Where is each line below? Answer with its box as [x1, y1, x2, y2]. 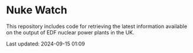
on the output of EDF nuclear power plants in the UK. [6, 29, 135, 36]
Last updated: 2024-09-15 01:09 [6, 40, 86, 47]
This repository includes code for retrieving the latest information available [6, 23, 188, 30]
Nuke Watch [6, 3, 68, 17]
